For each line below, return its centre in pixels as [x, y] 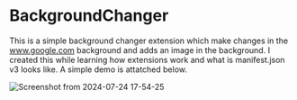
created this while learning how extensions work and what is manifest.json [147, 59]
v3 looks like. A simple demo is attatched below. [98, 69]
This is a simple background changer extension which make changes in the [149, 41]
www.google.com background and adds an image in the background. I [140, 50]
